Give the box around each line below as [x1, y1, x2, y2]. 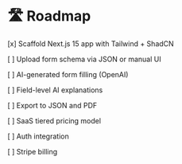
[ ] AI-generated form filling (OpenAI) [7, 69, 129, 79]
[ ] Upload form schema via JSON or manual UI [7, 54, 161, 64]
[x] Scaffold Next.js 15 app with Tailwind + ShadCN [7, 38, 174, 49]
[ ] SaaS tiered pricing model [7, 115, 101, 125]
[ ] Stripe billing [7, 146, 58, 156]
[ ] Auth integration [7, 131, 69, 141]
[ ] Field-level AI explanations [7, 85, 103, 95]
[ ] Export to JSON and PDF [7, 100, 98, 110]
